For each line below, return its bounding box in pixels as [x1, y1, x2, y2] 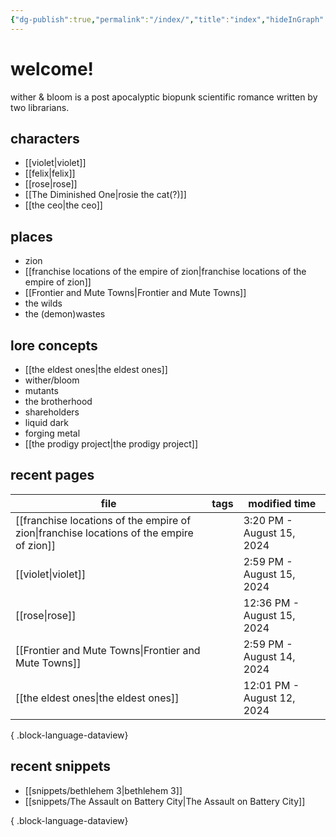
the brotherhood [24, 396, 93, 407]
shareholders [24, 406, 80, 418]
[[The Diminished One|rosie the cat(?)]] [24, 189, 187, 201]
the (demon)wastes [24, 308, 106, 320]
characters [10, 130, 80, 147]
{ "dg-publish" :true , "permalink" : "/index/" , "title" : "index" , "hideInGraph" [10, 14, 325, 25]
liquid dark [24, 417, 69, 428]
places [10, 228, 53, 245]
